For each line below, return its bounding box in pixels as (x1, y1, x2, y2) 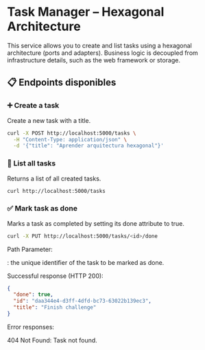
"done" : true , (13, 291, 53, 299)
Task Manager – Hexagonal (7, 4, 165, 20)
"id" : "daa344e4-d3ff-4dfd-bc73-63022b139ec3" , (13, 298, 152, 305)
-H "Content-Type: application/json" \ (13, 136, 128, 143)
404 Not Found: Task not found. (7, 336, 97, 344)
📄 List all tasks (7, 159, 56, 168)
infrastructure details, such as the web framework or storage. (7, 56, 180, 64)
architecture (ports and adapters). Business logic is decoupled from (7, 49, 199, 57)
